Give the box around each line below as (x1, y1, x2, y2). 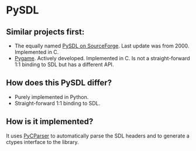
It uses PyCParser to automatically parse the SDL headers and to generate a (6, 132, 190, 139)
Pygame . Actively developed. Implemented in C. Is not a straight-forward (14, 55, 190, 61)
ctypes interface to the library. (6, 138, 79, 145)
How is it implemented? (6, 116, 94, 126)
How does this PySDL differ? (6, 78, 112, 88)
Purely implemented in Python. (14, 93, 89, 100)
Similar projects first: (6, 27, 85, 37)
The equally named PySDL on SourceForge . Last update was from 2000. (14, 42, 190, 49)
